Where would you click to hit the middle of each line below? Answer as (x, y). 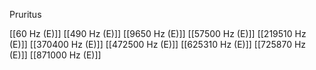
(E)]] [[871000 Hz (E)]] (55, 55)
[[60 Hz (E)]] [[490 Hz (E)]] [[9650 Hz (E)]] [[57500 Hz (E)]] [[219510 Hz (158, 33)
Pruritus (25, 14)
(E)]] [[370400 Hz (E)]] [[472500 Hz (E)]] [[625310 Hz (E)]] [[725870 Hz (158, 44)
